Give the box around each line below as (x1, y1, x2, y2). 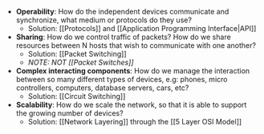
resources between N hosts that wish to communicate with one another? (15, 41, 257, 50)
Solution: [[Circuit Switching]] (27, 92, 126, 100)
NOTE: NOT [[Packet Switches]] (27, 57, 134, 67)
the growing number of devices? (15, 108, 124, 118)
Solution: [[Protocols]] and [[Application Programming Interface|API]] (27, 24, 257, 33)
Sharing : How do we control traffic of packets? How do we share (15, 32, 231, 41)
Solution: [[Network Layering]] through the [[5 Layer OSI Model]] (27, 117, 242, 126)
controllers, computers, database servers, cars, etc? (15, 83, 189, 93)
